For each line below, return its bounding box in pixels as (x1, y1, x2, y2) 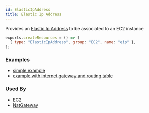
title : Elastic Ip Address (5, 12, 62, 17)
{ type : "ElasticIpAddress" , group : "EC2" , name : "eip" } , (10, 40, 136, 45)
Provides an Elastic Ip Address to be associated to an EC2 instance (5, 25, 144, 31)
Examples (5, 56, 30, 63)
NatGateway (12, 102, 39, 108)
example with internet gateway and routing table (12, 73, 113, 79)
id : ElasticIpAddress (5, 7, 51, 12)
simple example (12, 68, 45, 74)
